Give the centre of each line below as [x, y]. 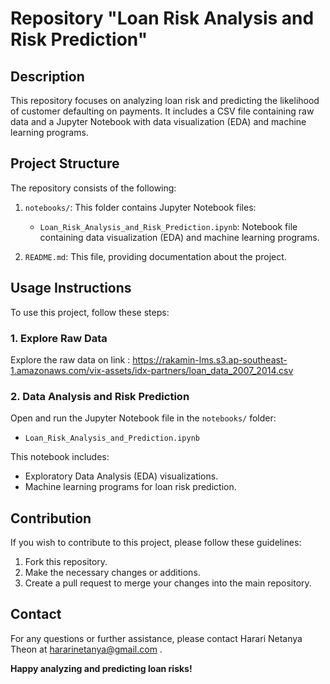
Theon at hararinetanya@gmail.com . [86, 649]
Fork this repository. [66, 562]
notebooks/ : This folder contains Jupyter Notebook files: [140, 207]
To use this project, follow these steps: [90, 312]
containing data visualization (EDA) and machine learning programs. [179, 237]
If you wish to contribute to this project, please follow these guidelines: [156, 543]
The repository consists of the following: [93, 188]
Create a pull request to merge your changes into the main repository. [168, 583]
